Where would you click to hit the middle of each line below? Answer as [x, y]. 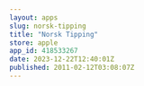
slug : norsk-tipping [48, 26]
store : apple [34, 43]
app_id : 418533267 [44, 51]
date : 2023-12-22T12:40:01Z [62, 59]
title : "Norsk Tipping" [54, 34]
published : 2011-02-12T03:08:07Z [72, 68]
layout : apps [34, 17]
